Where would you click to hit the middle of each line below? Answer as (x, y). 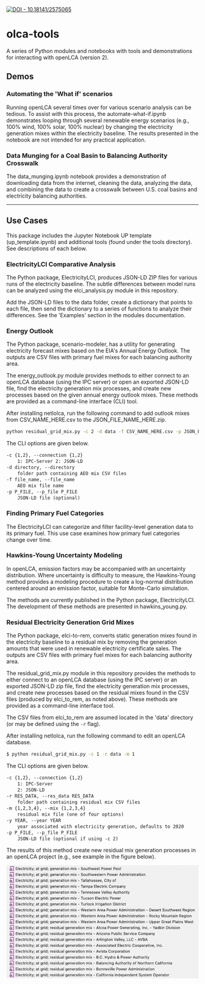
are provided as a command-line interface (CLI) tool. (72, 401)
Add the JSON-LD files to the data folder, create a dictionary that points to (99, 303)
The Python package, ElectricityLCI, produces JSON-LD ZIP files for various (102, 278)
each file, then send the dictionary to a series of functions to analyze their (99, 309)
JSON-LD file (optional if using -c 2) (68, 839)
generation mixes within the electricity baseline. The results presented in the (103, 133)
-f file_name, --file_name (41, 480)
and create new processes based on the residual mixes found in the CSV (98, 693)
